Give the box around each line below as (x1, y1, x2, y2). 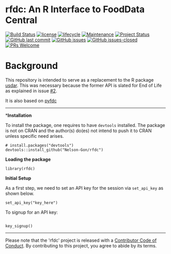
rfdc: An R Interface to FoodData (5, 4, 145, 15)
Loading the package (5, 156, 51, 162)
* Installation (5, 112, 32, 118)
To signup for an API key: (5, 209, 58, 215)
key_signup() (5, 223, 33, 228)
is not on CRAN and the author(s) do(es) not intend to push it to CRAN (5, 128, 152, 134)
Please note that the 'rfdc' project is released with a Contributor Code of (5, 237, 157, 243)
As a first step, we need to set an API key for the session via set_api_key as (5, 185, 164, 191)
